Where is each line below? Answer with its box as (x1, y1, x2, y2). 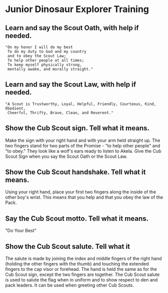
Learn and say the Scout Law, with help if (5, 80, 136, 89)
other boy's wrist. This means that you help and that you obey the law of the (5, 194, 163, 201)
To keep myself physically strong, (7, 62, 82, 67)
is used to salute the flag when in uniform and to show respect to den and (5, 277, 158, 283)
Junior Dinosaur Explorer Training (5, 4, 149, 15)
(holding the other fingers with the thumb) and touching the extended (5, 261, 149, 267)
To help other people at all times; (7, 58, 85, 63)
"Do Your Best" (5, 228, 37, 234)
